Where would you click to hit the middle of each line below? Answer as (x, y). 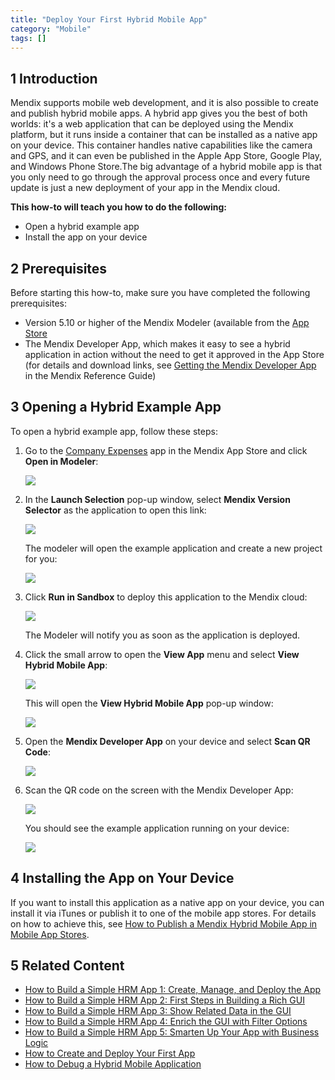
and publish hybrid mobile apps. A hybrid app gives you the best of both (159, 113)
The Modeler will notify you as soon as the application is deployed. (162, 635)
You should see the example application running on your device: (157, 828)
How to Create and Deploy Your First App (110, 1053)
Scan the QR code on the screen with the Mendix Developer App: (159, 790)
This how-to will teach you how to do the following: (118, 207)
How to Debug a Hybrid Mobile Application (113, 1064)
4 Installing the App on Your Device (122, 878)
